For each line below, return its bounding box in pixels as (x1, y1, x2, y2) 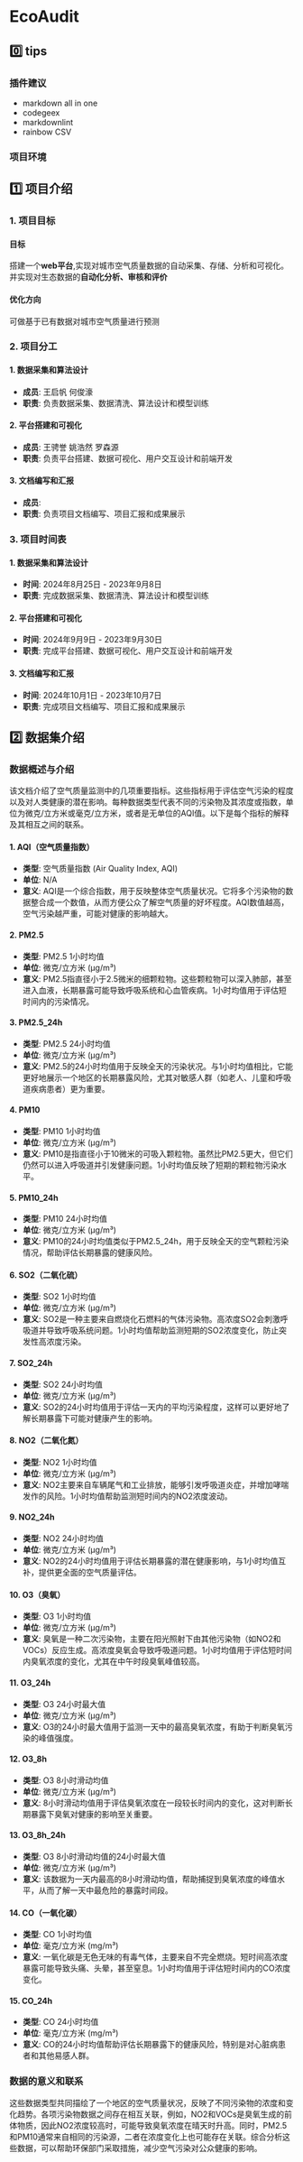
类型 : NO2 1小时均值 (22, 1456, 97, 1467)
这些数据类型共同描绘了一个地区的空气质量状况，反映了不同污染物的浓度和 (9, 2097, 286, 2108)
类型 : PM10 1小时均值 (22, 1126, 101, 1137)
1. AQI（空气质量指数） (9, 841, 95, 852)
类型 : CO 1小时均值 (22, 1929, 93, 1940)
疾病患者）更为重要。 (30, 1083, 110, 1094)
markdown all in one (22, 97, 98, 108)
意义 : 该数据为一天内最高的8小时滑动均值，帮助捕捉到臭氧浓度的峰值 (22, 1873, 278, 1884)
